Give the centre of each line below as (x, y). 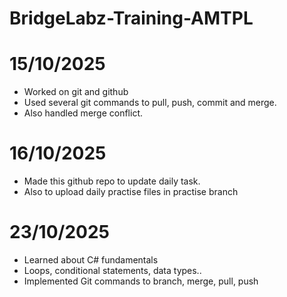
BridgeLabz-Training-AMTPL (131, 18)
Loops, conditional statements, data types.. (112, 270)
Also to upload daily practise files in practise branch (131, 192)
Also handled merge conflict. (83, 113)
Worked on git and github (76, 92)
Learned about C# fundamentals (91, 260)
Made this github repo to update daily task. (112, 181)
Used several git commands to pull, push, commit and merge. (150, 103)
